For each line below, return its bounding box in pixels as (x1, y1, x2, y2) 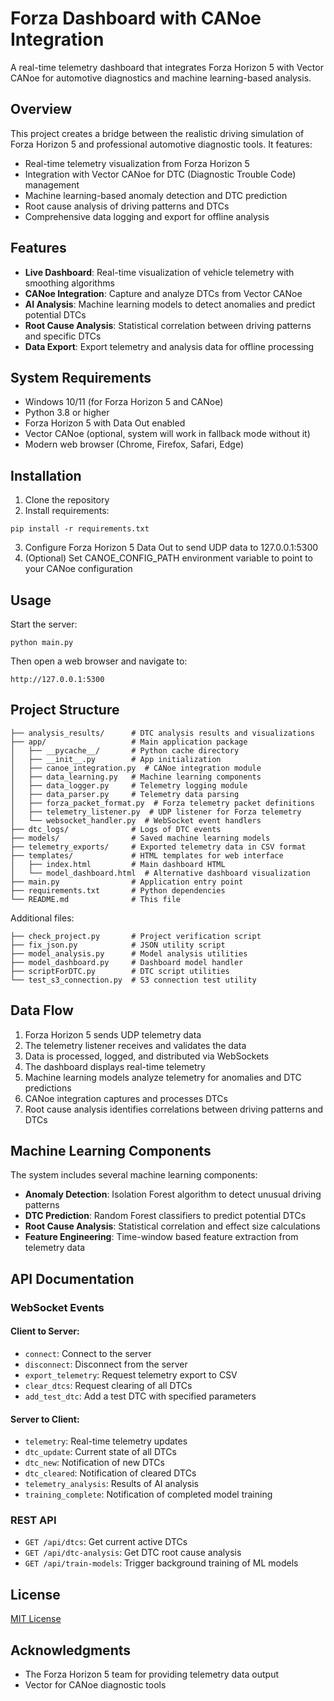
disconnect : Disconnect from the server (24, 1358, 188, 1370)
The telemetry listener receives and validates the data (24, 1039, 247, 1051)
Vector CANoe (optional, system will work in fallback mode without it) (24, 428, 311, 440)
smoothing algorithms (24, 277, 115, 289)
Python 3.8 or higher (24, 407, 110, 419)
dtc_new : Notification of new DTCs (24, 1457, 165, 1469)
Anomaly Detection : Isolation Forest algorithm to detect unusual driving (24, 1188, 322, 1201)
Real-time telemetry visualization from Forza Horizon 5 (24, 157, 250, 169)
